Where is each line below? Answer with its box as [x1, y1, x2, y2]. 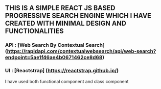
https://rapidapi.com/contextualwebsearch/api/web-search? [7, 48, 157, 55]
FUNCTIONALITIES [5, 27, 64, 35]
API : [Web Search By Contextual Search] [5, 42, 105, 49]
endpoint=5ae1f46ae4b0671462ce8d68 [5, 54, 103, 61]
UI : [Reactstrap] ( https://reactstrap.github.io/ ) [5, 67, 119, 74]
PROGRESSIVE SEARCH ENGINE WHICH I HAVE [5, 12, 152, 20]
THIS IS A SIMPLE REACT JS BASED [5, 4, 115, 12]
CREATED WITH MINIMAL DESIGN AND [5, 19, 126, 28]
